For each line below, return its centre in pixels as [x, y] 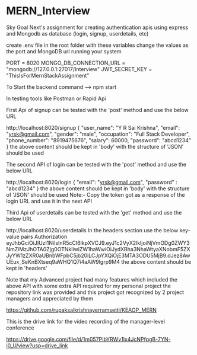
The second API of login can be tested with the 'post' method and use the [96, 164]
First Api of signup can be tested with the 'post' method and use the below [97, 110]
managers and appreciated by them [50, 298]
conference [20, 328]
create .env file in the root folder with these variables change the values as [97, 45]
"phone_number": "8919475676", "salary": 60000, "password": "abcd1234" [99, 140]
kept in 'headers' [27, 268]
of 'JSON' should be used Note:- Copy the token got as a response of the [96, 194]
